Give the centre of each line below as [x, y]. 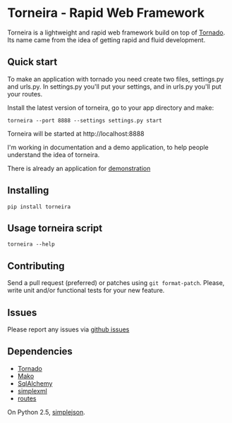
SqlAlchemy [35, 383]
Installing [28, 190]
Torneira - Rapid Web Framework [106, 13]
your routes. [25, 94]
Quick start [32, 62]
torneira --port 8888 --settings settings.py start [85, 120]
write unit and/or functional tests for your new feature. [86, 291]
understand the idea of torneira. [54, 154]
